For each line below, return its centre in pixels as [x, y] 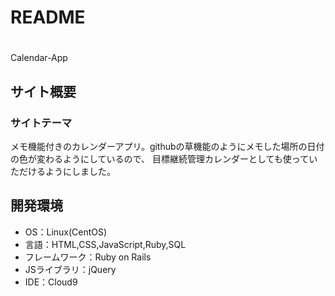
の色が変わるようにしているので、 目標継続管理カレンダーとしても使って [160, 159]
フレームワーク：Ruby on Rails [88, 257]
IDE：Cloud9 [51, 282]
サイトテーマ [41, 123]
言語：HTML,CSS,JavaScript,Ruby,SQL [105, 244]
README [48, 17]
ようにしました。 [80, 172]
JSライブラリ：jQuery [70, 269]
